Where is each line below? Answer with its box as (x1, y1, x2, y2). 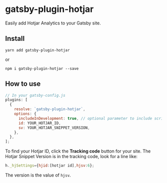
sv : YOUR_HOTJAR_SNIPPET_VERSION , (18, 125, 90, 130)
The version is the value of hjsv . (5, 172, 71, 178)
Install (5, 34, 25, 43)
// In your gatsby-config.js (5, 93, 66, 98)
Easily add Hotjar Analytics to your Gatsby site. (5, 20, 101, 26)
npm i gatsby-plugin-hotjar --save (5, 66, 79, 71)
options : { (14, 111, 37, 117)
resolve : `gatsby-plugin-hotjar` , (14, 107, 85, 112)
